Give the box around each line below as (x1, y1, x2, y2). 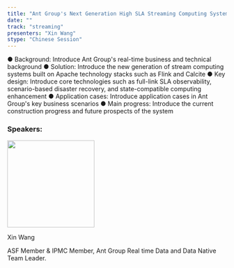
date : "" (7, 17, 33, 24)
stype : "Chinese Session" (7, 36, 82, 43)
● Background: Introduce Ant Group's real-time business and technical (7, 55, 212, 63)
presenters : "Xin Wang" (7, 29, 77, 37)
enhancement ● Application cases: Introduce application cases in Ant (7, 92, 208, 101)
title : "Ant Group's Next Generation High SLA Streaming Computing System (7, 10, 229, 17)
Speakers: (7, 125, 43, 134)
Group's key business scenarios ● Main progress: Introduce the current (7, 100, 214, 108)
